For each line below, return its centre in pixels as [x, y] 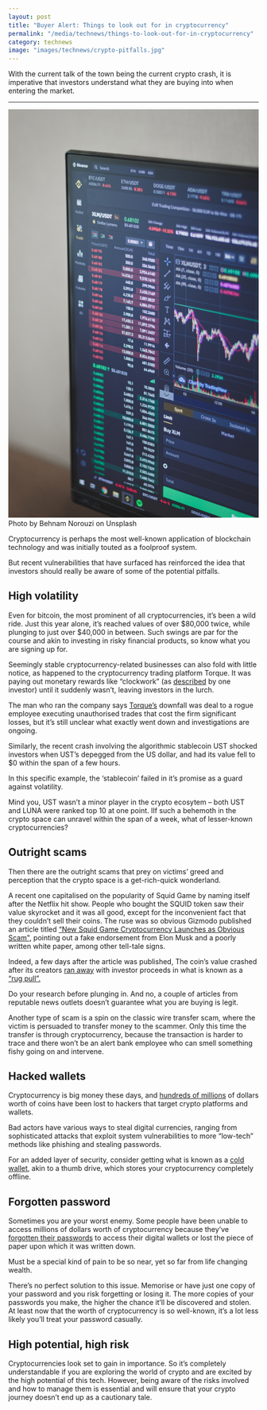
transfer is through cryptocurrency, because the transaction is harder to [126, 1034]
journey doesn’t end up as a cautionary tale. [80, 1397]
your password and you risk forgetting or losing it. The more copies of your [131, 1294]
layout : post [30, 17]
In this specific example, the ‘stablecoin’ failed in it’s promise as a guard [126, 778]
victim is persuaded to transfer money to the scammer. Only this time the [128, 1026]
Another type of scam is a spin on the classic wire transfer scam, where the [132, 1017]
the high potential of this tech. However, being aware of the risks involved [129, 1380]
